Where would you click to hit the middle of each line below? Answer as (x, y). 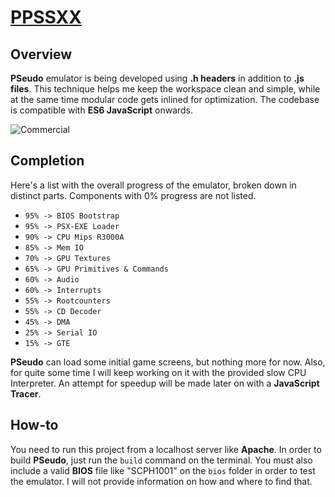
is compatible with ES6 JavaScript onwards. (102, 110)
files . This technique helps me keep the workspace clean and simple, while (165, 89)
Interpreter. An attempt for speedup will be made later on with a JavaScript (165, 383)
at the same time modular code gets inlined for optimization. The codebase (165, 99)
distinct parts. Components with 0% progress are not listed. (133, 195)
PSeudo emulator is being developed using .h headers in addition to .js (157, 78)
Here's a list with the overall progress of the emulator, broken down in (153, 185)
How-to (34, 425)
